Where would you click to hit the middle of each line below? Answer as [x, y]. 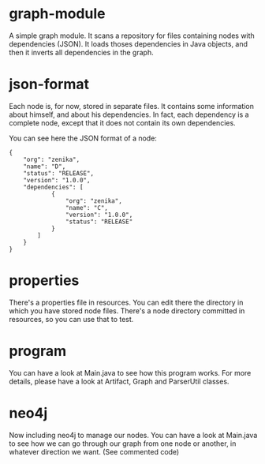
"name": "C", [87, 208]
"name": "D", [45, 167]
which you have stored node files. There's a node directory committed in [127, 311]
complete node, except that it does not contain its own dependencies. [122, 122]
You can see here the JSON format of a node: [83, 138]
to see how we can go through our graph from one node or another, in [123, 443]
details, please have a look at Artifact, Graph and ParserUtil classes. [119, 381]
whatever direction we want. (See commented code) [94, 451]
